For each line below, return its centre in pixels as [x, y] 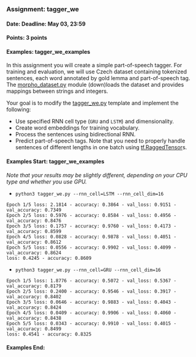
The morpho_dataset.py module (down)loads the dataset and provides [95, 85]
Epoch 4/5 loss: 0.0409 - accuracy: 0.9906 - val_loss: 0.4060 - [91, 313]
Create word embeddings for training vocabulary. [77, 128]
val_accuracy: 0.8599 [34, 231]
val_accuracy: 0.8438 [34, 318]
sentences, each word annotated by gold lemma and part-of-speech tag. [98, 78]
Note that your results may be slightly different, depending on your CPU [97, 175]
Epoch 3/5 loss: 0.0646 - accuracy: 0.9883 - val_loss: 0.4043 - [91, 302]
